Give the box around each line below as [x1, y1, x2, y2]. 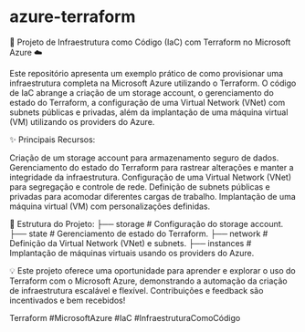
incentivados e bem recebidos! [9, 295, 126, 306]
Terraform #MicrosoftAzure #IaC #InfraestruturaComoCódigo [9, 312, 241, 323]
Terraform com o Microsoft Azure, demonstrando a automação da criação [9, 275, 288, 286]
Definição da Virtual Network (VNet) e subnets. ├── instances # [9, 237, 252, 248]
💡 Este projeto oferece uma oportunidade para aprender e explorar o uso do [9, 265, 296, 275]
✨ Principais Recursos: [9, 134, 96, 145]
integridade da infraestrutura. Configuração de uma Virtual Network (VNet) [9, 171, 292, 182]
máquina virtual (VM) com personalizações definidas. [9, 201, 211, 212]
